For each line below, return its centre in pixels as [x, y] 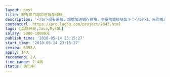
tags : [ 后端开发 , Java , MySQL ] [34, 29]
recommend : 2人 [21, 57]
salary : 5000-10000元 [28, 33]
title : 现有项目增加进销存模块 [34, 15]
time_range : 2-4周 [24, 62]
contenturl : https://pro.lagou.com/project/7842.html [63, 24]
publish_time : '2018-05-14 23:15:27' [45, 38]
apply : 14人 [17, 52]
